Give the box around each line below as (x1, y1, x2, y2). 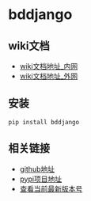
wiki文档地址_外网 (19, 71, 78, 81)
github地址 (19, 164, 55, 173)
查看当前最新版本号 (19, 184, 83, 193)
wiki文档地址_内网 (19, 62, 78, 70)
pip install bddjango (8, 118, 80, 126)
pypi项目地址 (19, 174, 62, 184)
